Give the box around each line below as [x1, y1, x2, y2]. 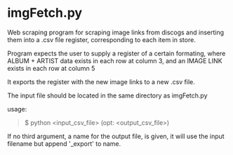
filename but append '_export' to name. [7, 139, 121, 148]
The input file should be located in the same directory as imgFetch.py [7, 91, 208, 100]
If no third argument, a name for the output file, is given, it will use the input [7, 132, 225, 140]
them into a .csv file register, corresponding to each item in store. [7, 35, 197, 43]
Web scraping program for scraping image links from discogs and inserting [7, 28, 225, 36]
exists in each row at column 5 [7, 64, 95, 72]
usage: [7, 105, 27, 113]
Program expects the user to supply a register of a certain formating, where [7, 49, 226, 58]
